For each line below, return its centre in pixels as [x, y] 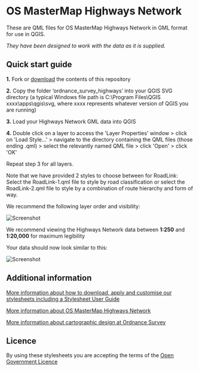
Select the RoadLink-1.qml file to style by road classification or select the [96, 182]
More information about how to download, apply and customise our [89, 292]
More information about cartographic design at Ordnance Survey [86, 322]
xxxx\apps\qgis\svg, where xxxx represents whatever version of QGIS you [97, 103]
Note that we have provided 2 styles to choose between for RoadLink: [92, 175]
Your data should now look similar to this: [57, 247]
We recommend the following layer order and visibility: [73, 206]
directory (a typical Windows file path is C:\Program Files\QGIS [84, 97]
